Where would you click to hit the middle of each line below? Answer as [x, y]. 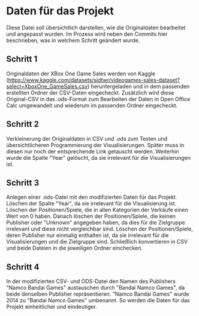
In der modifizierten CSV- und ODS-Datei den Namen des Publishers [91, 281]
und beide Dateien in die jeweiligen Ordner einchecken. [74, 248]
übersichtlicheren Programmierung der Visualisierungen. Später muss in [95, 145]
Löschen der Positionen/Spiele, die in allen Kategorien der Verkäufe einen [97, 210]
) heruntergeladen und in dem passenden [138, 86]
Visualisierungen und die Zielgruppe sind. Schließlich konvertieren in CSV [97, 242]
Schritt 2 [22, 124]
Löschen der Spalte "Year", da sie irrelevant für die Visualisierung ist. [91, 203]
